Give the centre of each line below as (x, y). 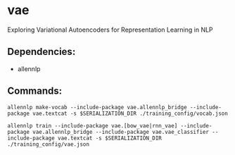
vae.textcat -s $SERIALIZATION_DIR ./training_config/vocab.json (131, 113)
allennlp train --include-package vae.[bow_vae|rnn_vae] (93, 125)
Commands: (35, 91)
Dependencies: (42, 52)
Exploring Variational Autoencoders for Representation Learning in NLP (110, 30)
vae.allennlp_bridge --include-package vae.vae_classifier (121, 132)
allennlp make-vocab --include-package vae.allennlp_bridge (97, 107)
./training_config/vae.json (49, 144)
